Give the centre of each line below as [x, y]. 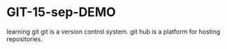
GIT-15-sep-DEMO [61, 12]
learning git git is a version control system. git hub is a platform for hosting [113, 31]
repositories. [25, 38]
